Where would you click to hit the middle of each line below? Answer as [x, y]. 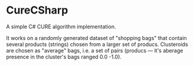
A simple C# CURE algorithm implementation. [61, 27]
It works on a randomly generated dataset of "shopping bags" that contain [96, 38]
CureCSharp [37, 10]
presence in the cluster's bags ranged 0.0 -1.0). [64, 57]
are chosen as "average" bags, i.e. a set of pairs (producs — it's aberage [95, 50]
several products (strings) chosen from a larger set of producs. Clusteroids [97, 44]
